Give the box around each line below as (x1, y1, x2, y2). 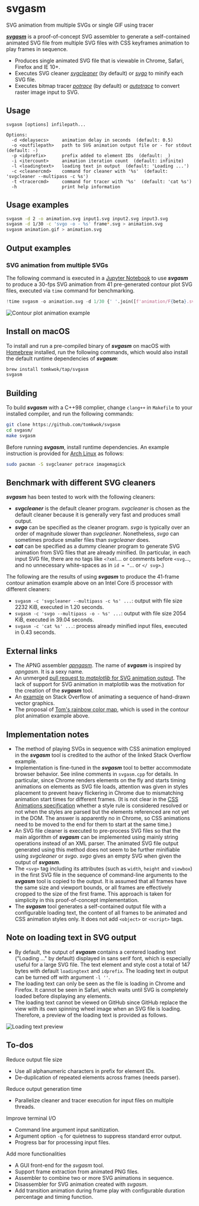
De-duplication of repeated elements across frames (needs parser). (14, 1074, 181, 1081)
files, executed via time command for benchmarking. (6, 287, 135, 294)
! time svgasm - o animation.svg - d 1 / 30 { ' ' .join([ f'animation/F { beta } (6, 299, 187, 304)
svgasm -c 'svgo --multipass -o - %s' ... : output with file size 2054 (14, 610, 187, 617)
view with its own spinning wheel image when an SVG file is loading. (14, 1005, 182, 1012)
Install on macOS (6, 326, 70, 337)
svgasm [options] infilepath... (6, 121, 86, 128)
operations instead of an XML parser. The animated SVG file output (14, 840, 179, 847)
